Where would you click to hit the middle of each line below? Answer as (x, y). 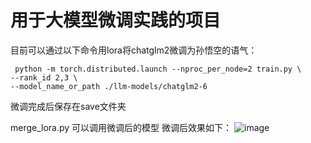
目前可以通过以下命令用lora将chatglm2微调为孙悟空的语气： (134, 50)
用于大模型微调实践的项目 (116, 20)
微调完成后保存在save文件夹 (68, 106)
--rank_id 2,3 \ (44, 77)
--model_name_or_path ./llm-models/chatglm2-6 (109, 86)
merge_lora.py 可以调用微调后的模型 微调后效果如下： (121, 127)
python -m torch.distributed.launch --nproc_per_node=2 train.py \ (158, 69)
